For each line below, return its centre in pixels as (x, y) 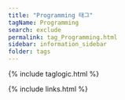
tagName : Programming (44, 23)
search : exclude (35, 30)
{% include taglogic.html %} (54, 74)
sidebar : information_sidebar (58, 45)
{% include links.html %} (48, 89)
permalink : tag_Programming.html (63, 37)
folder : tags (29, 52)
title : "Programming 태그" (51, 15)
